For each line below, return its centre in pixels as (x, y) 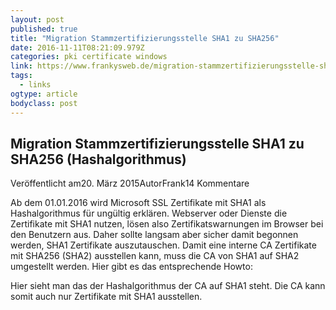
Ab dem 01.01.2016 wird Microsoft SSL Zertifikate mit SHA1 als (138, 203)
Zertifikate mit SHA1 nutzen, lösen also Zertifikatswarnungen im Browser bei (167, 224)
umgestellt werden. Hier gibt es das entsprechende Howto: (131, 267)
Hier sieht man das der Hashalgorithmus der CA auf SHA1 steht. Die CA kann (168, 286)
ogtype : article (44, 94)
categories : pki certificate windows (89, 57)
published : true (44, 29)
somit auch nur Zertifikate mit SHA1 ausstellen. (106, 297)
